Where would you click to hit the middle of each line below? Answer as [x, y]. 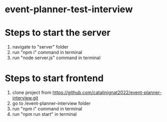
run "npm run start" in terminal [45, 114]
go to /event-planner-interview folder [51, 104]
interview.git [25, 98]
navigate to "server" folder [40, 47]
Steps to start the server [58, 33]
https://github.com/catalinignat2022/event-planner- [107, 92]
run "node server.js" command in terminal [56, 58]
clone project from [32, 92]
